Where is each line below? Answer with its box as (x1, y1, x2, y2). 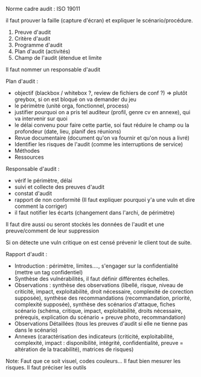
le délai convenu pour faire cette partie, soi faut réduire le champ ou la (14, 121, 190, 129)
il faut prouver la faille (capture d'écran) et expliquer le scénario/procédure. (5, 17, 193, 24)
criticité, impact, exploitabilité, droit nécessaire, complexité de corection (14, 288, 194, 295)
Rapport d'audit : (5, 251, 48, 257)
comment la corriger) (14, 202, 68, 210)
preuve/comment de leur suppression (5, 227, 100, 234)
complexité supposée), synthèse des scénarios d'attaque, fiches (14, 301, 176, 308)
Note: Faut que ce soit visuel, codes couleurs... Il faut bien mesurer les (5, 358, 181, 364)
